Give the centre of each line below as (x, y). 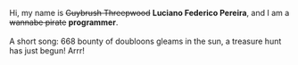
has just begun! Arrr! (47, 51)
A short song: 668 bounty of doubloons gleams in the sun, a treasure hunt (145, 41)
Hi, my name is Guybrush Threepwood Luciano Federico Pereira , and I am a (149, 13)
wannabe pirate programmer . (64, 22)
